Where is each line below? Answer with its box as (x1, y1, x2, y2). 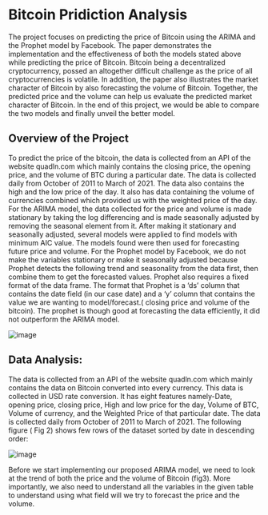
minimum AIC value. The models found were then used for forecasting (8, 238, 240, 247)
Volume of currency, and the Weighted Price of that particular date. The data (8, 408, 262, 417)
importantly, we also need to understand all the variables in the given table (8, 481, 254, 491)
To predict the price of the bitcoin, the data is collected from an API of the (8, 153, 251, 162)
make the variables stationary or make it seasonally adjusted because (8, 254, 238, 265)
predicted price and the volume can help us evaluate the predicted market (8, 91, 253, 101)
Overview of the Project (8, 132, 130, 146)
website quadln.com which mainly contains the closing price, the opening (8, 162, 250, 171)
